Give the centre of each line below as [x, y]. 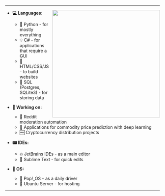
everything [30, 35]
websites [29, 77]
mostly [26, 29]
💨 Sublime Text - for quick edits [51, 159]
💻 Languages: [27, 13]
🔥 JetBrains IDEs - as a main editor [55, 154]
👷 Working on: [27, 107]
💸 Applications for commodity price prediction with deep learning [85, 127]
